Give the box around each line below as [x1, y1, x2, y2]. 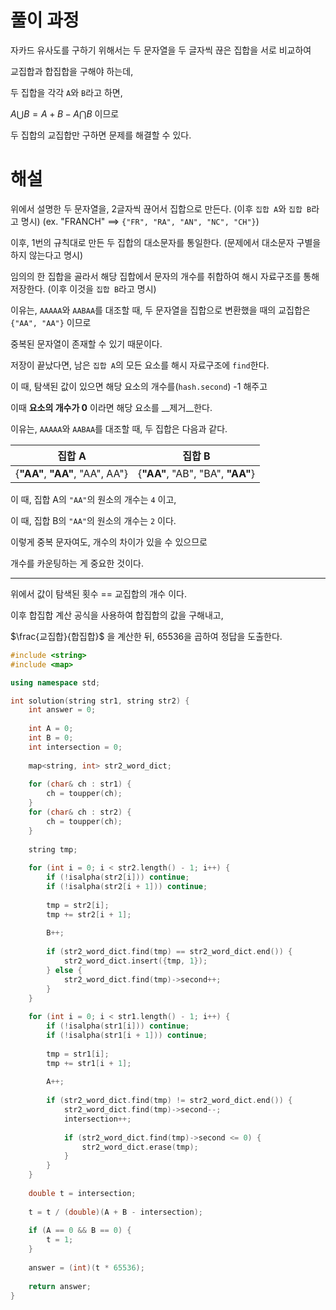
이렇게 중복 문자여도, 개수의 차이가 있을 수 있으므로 [10, 536, 208, 548]
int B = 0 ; [28, 733, 74, 743]
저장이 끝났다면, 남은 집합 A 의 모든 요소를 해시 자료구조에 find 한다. [10, 359, 270, 371]
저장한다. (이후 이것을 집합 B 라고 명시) [10, 282, 157, 295]
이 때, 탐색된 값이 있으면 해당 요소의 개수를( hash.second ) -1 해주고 [10, 380, 268, 392]
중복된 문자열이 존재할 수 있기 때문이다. [10, 337, 163, 350]
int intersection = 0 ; [28, 742, 123, 752]
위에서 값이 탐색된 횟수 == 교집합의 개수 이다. [10, 587, 187, 600]
